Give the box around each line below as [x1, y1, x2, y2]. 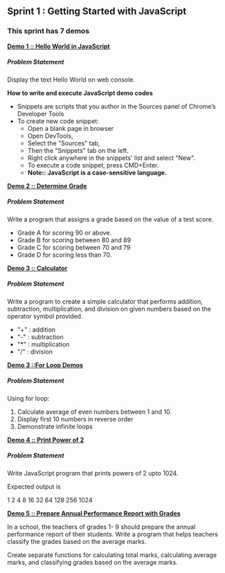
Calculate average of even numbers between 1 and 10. [17, 408, 172, 416]
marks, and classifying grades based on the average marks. [7, 558, 178, 566]
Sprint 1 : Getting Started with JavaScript [7, 6, 187, 17]
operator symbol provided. [7, 311, 83, 320]
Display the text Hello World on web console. [7, 75, 136, 84]
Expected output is [7, 482, 61, 491]
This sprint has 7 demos [7, 26, 90, 36]
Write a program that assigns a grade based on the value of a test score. [7, 215, 214, 224]
